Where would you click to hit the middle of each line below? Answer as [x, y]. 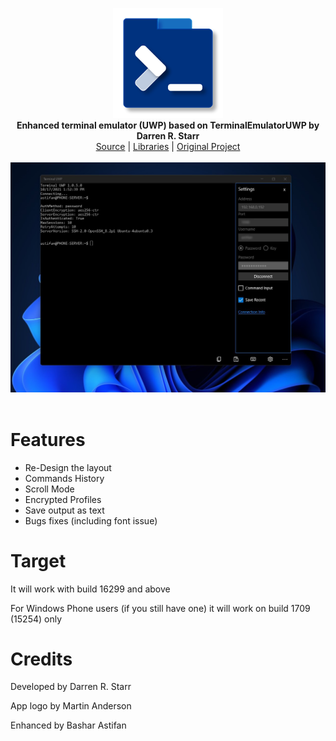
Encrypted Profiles [63, 499]
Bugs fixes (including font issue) [91, 520]
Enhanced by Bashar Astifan [68, 725]
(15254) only [36, 619]
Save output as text [64, 510]
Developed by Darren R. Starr [71, 687]
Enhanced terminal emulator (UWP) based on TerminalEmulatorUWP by [168, 125]
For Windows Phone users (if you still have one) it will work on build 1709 [160, 608]
